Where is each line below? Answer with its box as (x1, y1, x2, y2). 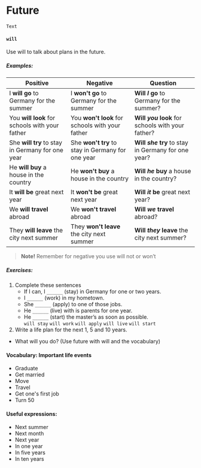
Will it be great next (134, 188, 190, 197)
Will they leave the (134, 226, 188, 234)
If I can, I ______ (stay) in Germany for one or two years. (23, 288, 162, 295)
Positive (25, 79, 49, 87)
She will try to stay (9, 138, 63, 147)
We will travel (9, 205, 48, 213)
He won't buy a (71, 167, 115, 176)
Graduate (14, 365, 38, 372)
